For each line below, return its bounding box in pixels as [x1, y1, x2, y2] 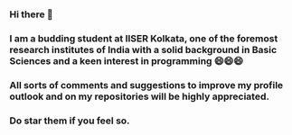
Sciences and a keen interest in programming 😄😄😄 [9, 54, 244, 67]
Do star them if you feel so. [9, 114, 130, 127]
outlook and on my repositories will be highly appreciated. [9, 90, 269, 103]
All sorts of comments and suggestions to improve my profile [9, 78, 284, 91]
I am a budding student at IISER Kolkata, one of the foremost [9, 31, 278, 44]
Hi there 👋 [9, 8, 54, 21]
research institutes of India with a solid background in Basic [9, 43, 278, 56]
